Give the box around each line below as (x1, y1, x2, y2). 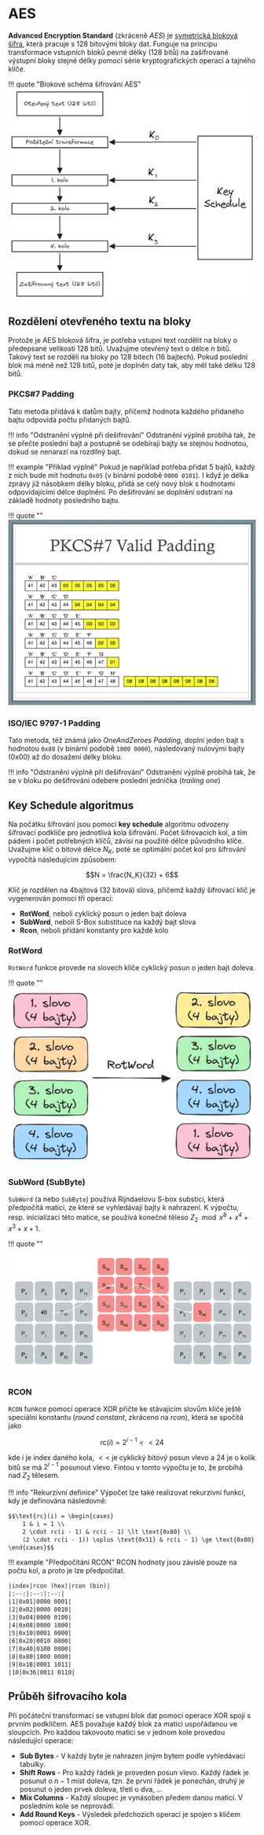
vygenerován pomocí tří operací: (8, 894, 114, 903)
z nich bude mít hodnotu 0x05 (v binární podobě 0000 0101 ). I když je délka (8, 470, 249, 480)
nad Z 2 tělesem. (8, 1471, 60, 1482)
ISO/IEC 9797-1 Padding (8, 718, 101, 729)
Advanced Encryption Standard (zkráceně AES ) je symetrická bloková (8, 31, 238, 40)
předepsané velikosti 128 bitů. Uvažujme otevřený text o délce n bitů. (8, 344, 232, 354)
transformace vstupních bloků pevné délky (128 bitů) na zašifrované (8, 47, 229, 57)
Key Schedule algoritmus (8, 799, 134, 812)
